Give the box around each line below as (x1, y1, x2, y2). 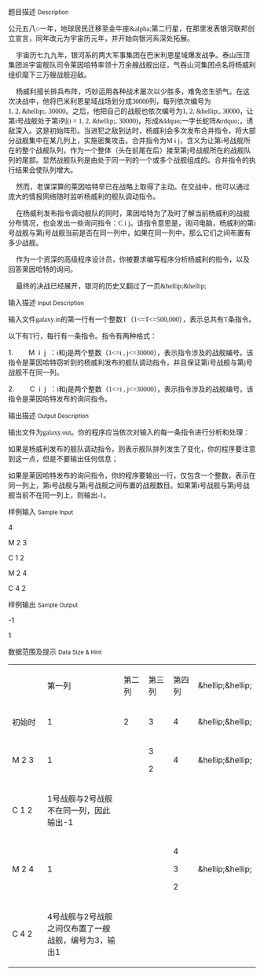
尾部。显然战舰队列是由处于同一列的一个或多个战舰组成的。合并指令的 (21, 156, 249, 164)
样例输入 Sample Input (8, 507, 74, 516)
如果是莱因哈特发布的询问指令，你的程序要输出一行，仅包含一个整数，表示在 (8, 471, 256, 480)
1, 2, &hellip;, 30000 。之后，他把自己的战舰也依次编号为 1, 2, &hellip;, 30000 (8, 106, 240, 116)
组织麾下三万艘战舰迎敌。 (8, 70, 91, 79)
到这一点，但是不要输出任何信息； (8, 454, 119, 463)
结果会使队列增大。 (14, 165, 77, 174)
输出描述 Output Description (8, 411, 89, 420)
